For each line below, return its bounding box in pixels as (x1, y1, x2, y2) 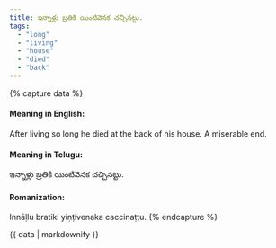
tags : (9, 22, 30, 31)
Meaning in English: (9, 109, 85, 120)
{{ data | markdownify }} (9, 229, 100, 240)
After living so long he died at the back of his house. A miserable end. (9, 128, 267, 139)
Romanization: (9, 191, 66, 202)
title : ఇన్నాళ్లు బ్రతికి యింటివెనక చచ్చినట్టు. (9, 13, 144, 22)
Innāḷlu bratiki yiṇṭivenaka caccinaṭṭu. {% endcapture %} (9, 212, 218, 223)
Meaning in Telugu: (9, 149, 84, 160)
